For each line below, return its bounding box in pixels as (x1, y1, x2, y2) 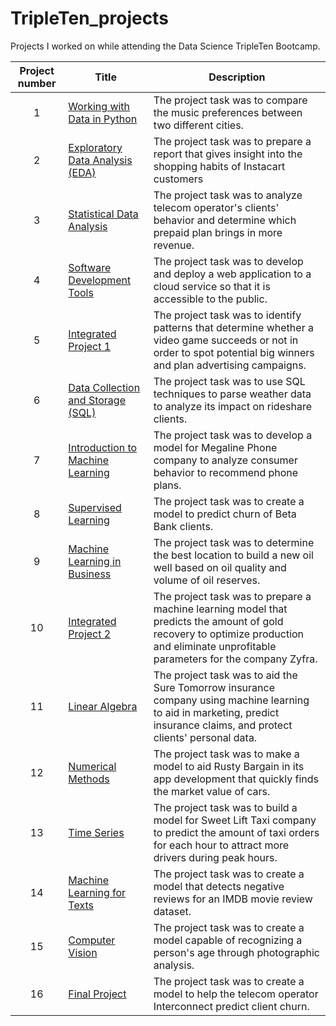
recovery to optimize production (153, 627, 305, 641)
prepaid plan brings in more (153, 225, 283, 239)
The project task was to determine (153, 535, 315, 549)
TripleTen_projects (10, 7, 169, 30)
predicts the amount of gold (153, 614, 284, 628)
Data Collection (68, 380, 141, 394)
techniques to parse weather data (153, 387, 312, 401)
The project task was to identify (153, 308, 302, 322)
